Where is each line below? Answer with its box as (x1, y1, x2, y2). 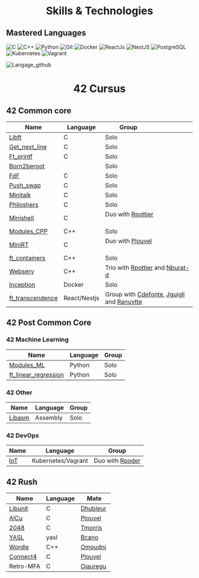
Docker (63, 280, 84, 289)
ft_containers (9, 254, 46, 262)
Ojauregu (81, 562, 107, 570)
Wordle (9, 543, 30, 551)
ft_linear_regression (9, 371, 64, 379)
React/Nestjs (63, 294, 99, 302)
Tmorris (81, 523, 102, 532)
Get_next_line (9, 143, 47, 151)
